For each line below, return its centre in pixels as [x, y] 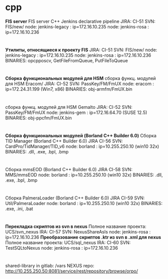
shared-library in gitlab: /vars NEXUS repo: [50, 266]
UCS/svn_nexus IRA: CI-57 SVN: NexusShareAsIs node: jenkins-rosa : [78, 232]
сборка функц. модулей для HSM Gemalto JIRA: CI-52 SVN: [69, 107]
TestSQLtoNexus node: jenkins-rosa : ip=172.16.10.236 [61, 248]
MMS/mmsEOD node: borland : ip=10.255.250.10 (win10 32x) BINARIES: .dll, [84, 175]
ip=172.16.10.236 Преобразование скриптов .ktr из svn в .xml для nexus [83, 237]
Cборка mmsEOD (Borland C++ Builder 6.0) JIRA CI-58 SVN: [69, 169]
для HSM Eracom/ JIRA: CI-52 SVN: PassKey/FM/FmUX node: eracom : [80, 84]
